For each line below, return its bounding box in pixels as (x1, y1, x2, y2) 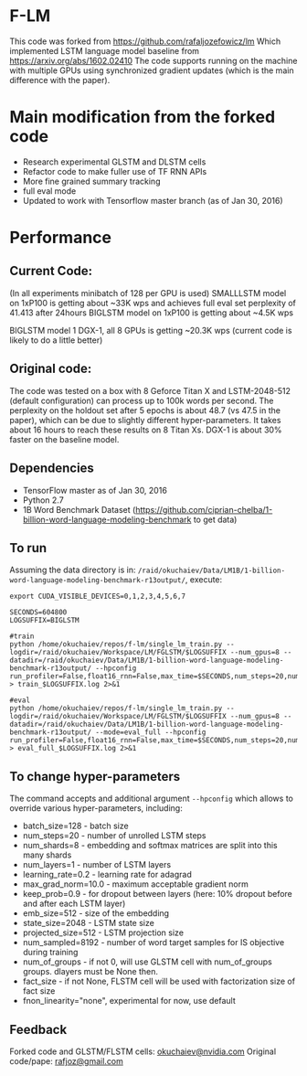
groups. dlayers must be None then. (22, 966, 158, 977)
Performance (9, 228, 112, 248)
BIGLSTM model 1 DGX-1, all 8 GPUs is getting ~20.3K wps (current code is (9, 325, 292, 336)
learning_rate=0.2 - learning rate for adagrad (22, 869, 192, 880)
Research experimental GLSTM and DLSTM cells (22, 156, 206, 167)
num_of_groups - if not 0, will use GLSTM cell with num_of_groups (22, 956, 272, 967)
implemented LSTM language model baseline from (9, 45, 199, 56)
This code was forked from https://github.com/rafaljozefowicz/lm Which (9, 36, 281, 47)
